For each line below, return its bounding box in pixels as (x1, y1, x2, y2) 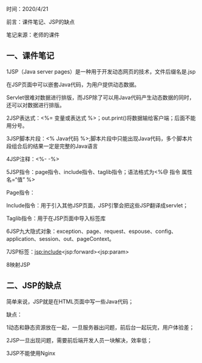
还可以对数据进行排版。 (6, 101, 65, 108)
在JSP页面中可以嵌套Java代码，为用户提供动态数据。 (6, 81, 140, 88)
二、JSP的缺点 (6, 280, 62, 291)
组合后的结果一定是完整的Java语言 (11, 142, 98, 150)
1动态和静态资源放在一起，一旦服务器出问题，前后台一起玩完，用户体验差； (6, 323, 195, 331)
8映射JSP (6, 261, 30, 268)
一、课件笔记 (6, 50, 55, 61)
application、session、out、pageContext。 (6, 235, 115, 242)
